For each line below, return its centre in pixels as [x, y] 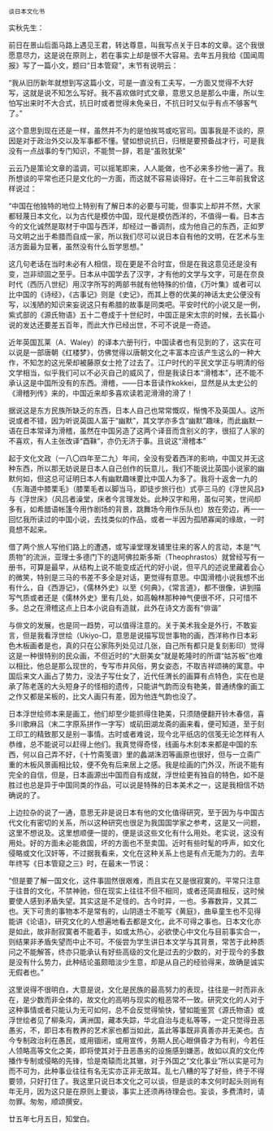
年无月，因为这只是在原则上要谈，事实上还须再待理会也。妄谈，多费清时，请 [136, 1091]
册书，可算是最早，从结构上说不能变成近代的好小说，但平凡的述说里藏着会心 [136, 567]
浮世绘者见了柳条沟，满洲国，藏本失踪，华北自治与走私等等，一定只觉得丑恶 [136, 1020]
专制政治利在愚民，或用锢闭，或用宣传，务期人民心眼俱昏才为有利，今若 [136, 1040]
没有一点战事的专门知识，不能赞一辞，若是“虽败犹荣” [97, 151]
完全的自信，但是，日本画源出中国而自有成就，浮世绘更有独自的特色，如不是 [136, 775]
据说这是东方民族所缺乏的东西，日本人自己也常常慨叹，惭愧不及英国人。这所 [136, 410]
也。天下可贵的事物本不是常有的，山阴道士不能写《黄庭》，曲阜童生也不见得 [135, 911]
